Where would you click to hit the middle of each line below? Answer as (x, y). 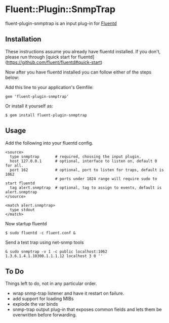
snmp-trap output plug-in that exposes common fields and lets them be (87, 309)
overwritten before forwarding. (45, 315)
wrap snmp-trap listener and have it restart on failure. (68, 293)
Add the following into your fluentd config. (49, 143)
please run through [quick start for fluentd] (50, 57)
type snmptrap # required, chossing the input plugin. (76, 156)
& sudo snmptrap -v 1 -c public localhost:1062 (56, 252)
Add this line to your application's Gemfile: (49, 87)
